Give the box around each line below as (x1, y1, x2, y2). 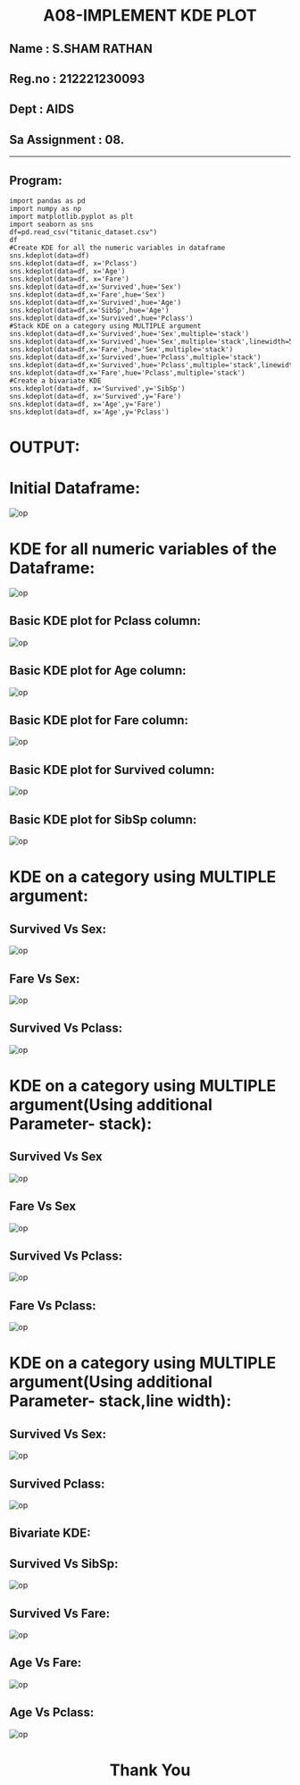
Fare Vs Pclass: (9, 1298, 96, 1313)
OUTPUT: (9, 437, 80, 458)
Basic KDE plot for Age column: (9, 663, 187, 678)
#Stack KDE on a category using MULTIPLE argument (9, 321, 202, 331)
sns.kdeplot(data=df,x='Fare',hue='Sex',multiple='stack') (9, 345, 234, 354)
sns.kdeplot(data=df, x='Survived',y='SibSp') (9, 383, 186, 393)
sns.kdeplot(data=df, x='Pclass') (9, 258, 138, 268)
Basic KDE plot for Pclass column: (9, 613, 202, 628)
